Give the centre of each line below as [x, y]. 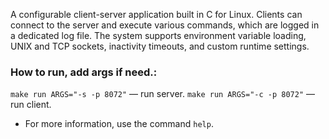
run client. [31, 105]
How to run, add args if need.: [84, 72]
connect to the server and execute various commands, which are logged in [165, 25]
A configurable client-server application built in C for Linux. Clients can [156, 14]
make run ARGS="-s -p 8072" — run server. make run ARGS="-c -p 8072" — [163, 94]
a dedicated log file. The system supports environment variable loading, [158, 35]
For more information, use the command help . [119, 124]
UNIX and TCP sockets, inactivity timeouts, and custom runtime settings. [160, 46]
